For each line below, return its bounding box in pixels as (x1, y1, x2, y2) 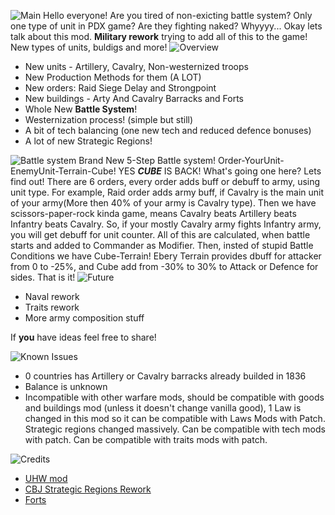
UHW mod (24, 473, 68, 484)
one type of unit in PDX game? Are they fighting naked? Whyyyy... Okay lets (10, 20, 323, 32)
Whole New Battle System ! (24, 103, 138, 115)
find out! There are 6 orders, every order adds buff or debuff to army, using (10, 176, 321, 187)
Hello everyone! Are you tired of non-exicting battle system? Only (43, 10, 313, 21)
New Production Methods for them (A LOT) (24, 71, 202, 83)
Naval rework (24, 291, 80, 302)
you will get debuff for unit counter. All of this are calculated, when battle (10, 229, 311, 240)
